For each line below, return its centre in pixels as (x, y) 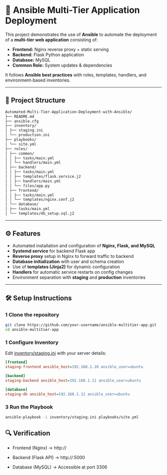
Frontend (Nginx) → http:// (39, 448)
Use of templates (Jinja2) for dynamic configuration (66, 267)
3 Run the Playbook (29, 407)
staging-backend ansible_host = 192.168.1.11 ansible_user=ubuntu (73, 381)
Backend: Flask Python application (48, 55)
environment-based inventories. (38, 80)
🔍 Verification (28, 434)
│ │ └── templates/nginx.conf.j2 (40, 200)
